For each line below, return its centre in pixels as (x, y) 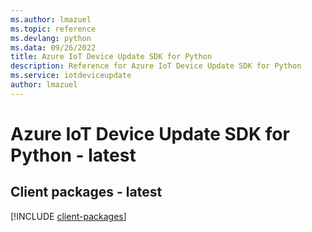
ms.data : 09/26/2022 (53, 47)
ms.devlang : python (51, 38)
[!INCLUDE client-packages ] (68, 216)
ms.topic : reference (53, 29)
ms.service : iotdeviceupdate (71, 76)
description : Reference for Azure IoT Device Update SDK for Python (156, 66)
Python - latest (73, 155)
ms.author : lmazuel (51, 19)
